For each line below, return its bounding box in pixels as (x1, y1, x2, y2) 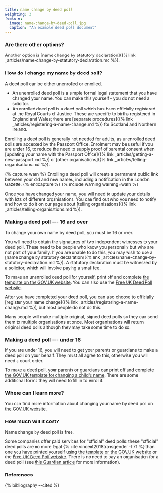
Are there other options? (5, 41, 64, 48)
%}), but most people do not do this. (28, 305, 102, 310)
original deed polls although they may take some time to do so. (5, 324, 131, 330)
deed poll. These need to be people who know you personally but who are (5, 244, 154, 250)
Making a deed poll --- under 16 (5, 336, 81, 343)
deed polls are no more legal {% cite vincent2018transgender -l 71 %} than (5, 443, 155, 449)
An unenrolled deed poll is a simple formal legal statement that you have (12, 90, 157, 96)
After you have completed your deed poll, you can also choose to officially (5, 294, 154, 300)
